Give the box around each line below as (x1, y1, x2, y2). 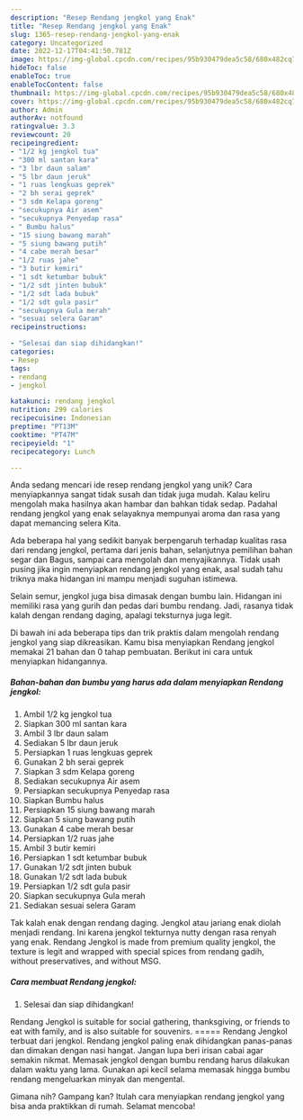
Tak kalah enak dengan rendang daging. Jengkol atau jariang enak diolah (10, 918, 281, 928)
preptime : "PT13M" (10, 422, 79, 431)
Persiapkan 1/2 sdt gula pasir (22, 881, 131, 892)
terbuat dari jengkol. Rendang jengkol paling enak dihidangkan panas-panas (10, 1035, 293, 1046)
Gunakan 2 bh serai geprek (22, 757, 124, 767)
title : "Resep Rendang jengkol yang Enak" (10, 22, 172, 31)
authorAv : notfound (10, 113, 84, 122)
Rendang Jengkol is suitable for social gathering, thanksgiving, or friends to (10, 1017, 290, 1027)
